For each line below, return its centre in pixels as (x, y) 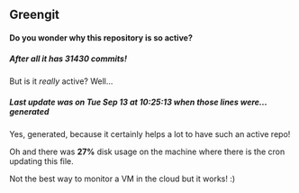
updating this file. (41, 161)
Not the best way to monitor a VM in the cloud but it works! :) (122, 179)
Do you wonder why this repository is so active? (101, 37)
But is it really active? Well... (61, 81)
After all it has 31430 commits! (68, 59)
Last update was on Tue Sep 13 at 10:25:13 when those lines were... (138, 102)
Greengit (35, 15)
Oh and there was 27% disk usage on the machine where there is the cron (147, 152)
